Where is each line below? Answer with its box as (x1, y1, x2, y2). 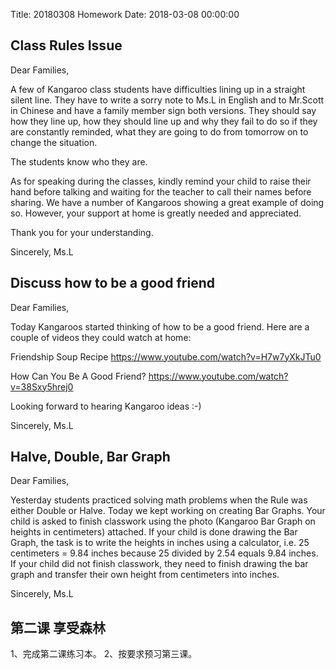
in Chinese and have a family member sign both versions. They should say (10, 104, 317, 116)
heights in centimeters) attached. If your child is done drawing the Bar (10, 526, 298, 538)
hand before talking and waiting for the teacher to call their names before (10, 185, 312, 198)
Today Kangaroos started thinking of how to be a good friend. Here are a (10, 320, 310, 333)
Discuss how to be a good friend (10, 275, 216, 292)
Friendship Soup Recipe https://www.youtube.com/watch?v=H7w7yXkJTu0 (10, 350, 322, 363)
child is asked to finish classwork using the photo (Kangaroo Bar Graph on (10, 515, 316, 528)
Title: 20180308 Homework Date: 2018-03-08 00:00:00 (10, 9, 240, 20)
